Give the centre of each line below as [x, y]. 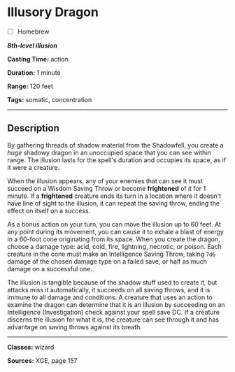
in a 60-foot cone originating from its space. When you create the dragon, [114, 239]
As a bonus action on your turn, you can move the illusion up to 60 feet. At [114, 224]
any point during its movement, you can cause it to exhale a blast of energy [115, 231]
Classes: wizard [31, 347]
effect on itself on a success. [49, 210]
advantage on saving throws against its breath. [74, 327]
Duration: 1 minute [34, 73]
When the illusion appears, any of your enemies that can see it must [105, 181]
